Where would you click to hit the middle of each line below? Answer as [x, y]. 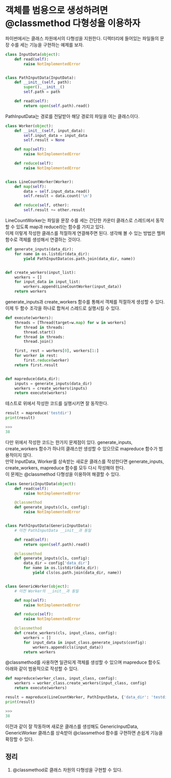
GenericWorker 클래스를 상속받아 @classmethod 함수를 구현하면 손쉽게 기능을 [84, 733]
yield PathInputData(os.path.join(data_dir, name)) [80, 258]
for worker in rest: [36, 356]
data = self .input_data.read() [57, 191]
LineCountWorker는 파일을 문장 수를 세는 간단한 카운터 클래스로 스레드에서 [80, 221]
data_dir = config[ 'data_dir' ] [57, 563]
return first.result [36, 365]
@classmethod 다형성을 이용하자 [73, 23]
